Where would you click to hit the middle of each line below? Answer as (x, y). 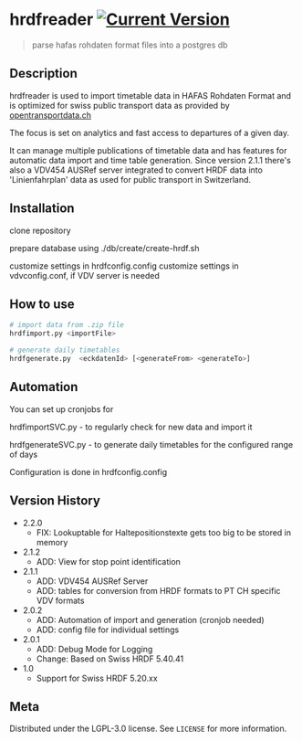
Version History (55, 501)
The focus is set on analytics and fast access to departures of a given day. (150, 132)
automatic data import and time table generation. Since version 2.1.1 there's (151, 160)
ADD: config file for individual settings (108, 630)
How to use (42, 304)
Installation (42, 209)
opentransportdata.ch (50, 115)
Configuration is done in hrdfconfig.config (89, 471)
